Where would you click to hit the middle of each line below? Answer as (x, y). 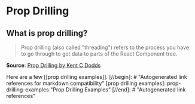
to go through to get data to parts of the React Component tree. (99, 54)
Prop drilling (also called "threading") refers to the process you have (105, 47)
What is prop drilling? (47, 33)
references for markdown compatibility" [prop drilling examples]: (86, 83)
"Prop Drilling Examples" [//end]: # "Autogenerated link (118, 90)
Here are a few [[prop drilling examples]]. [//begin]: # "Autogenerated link (97, 77)
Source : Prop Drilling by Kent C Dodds (54, 65)
